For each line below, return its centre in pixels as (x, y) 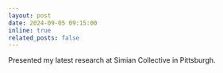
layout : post (30, 15)
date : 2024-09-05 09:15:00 (53, 23)
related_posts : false (44, 38)
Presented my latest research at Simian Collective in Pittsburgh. (112, 60)
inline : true (30, 30)
